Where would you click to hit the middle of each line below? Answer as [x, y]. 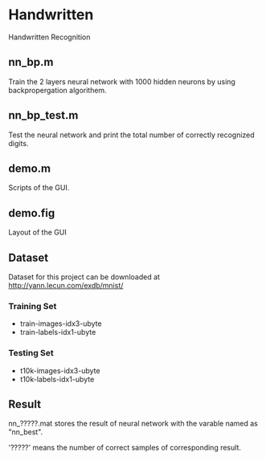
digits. [18, 143]
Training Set [33, 306]
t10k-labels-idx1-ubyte [57, 379]
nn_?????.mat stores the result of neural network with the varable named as [133, 424]
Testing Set [31, 353]
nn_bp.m [31, 62]
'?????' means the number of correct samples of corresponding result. [125, 448]
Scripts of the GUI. [39, 188]
